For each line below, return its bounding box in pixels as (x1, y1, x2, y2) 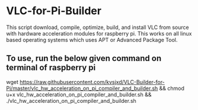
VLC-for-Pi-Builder (6, 4, 102, 18)
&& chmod (159, 85, 185, 92)
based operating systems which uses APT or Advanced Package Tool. (6, 36, 178, 43)
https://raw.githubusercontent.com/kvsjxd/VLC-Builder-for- (20, 78, 165, 85)
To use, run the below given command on (6, 53, 162, 63)
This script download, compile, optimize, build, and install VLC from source (6, 24, 189, 31)
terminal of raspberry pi (6, 63, 96, 73)
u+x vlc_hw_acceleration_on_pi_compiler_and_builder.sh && (6, 90, 152, 98)
